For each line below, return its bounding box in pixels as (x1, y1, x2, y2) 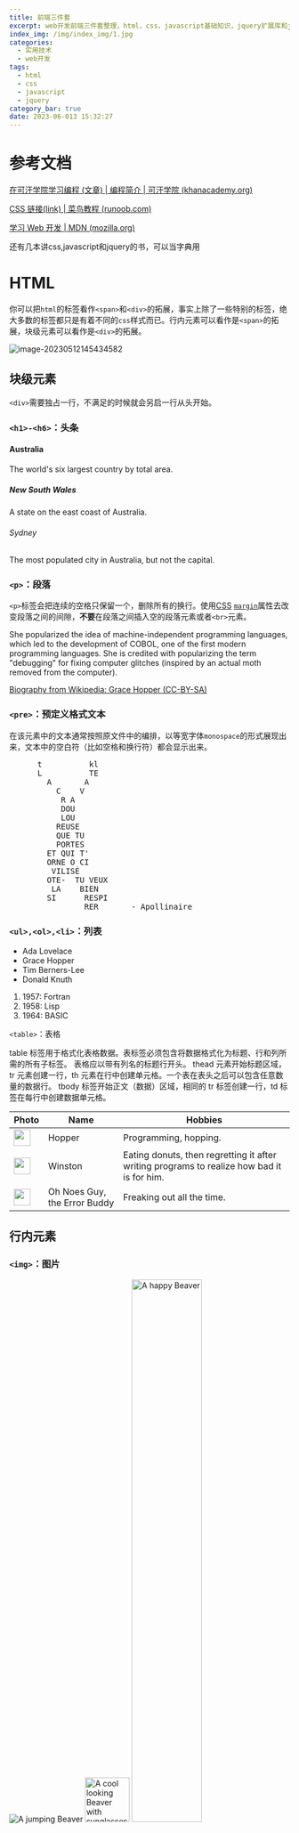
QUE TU (56, 830, 85, 840)
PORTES (56, 839, 85, 849)
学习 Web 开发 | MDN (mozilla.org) (9, 223, 135, 233)
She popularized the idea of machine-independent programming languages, (9, 629, 288, 640)
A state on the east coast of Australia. (9, 507, 148, 517)
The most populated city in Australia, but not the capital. (9, 555, 215, 565)
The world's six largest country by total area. (9, 464, 174, 474)
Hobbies (185, 1114, 222, 1126)
